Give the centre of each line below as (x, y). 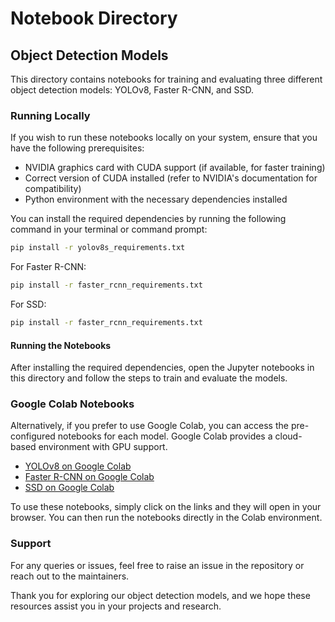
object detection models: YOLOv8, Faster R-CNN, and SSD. (132, 90)
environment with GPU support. (103, 447)
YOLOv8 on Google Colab (78, 466)
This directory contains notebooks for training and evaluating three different (166, 79)
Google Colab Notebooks (72, 404)
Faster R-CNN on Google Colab (89, 477)
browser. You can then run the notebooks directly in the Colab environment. (166, 518)
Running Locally (50, 115)
